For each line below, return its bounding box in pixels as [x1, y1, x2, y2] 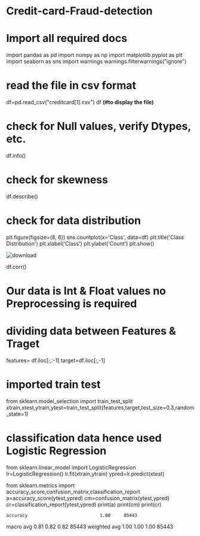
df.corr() [6, 263, 27, 270]
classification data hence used [6, 431, 162, 445]
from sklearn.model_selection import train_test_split [6, 397, 133, 405]
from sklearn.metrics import [6, 482, 75, 489]
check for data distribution [6, 214, 141, 228]
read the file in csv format [6, 79, 136, 92]
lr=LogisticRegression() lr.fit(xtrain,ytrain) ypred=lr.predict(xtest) [6, 470, 165, 477]
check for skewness [6, 173, 109, 187]
